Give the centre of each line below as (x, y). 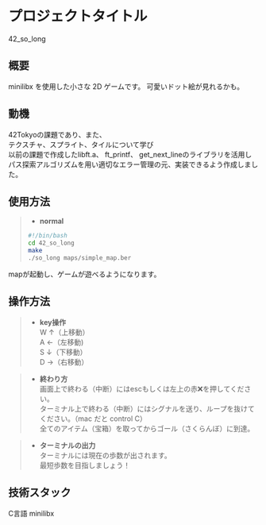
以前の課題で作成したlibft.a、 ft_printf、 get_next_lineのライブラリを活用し (130, 154)
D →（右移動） (64, 361)
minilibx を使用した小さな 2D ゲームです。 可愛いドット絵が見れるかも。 (126, 86)
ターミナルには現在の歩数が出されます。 (106, 455)
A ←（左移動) (62, 342)
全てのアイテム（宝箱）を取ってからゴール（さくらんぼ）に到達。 (147, 428)
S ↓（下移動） (63, 352)
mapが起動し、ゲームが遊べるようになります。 (85, 274)
